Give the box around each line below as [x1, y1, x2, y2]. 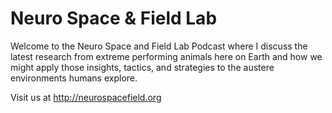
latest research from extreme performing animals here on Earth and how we [10, 50, 323, 62]
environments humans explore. [10, 72, 138, 84]
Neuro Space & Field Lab [10, 7, 218, 30]
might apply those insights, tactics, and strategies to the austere [10, 61, 275, 73]
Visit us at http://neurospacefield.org [10, 91, 162, 103]
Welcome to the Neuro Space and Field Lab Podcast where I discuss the [10, 40, 308, 52]
